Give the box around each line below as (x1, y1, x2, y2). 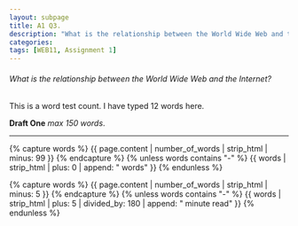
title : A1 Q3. (9, 21, 62, 30)
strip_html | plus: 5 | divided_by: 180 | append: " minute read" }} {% (9, 199, 255, 209)
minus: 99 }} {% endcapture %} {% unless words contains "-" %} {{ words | (9, 152, 286, 164)
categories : (9, 37, 53, 47)
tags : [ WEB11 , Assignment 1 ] (9, 46, 117, 55)
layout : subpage (9, 12, 69, 22)
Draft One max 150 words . (9, 118, 106, 129)
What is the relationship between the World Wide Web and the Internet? (9, 73, 272, 84)
